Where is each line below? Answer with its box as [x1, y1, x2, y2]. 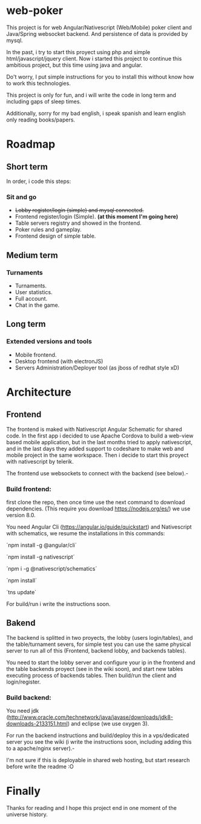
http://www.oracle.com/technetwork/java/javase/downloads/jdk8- [8, 713, 174, 721]
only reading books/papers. [6, 116, 76, 123]
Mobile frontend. [15, 351, 57, 359]
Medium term [6, 250, 59, 260]
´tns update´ [6, 588, 37, 596]
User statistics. [15, 288, 53, 295]
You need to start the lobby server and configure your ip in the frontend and [6, 659, 196, 666]
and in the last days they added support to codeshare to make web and [6, 445, 184, 452]
